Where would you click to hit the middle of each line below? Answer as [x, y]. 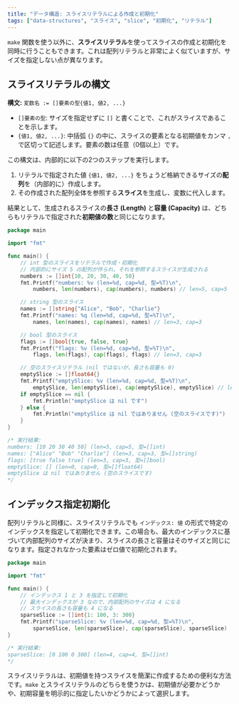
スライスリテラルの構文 [59, 84]
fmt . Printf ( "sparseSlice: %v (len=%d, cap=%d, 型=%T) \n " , [107, 622]
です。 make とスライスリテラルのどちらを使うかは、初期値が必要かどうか [114, 685]
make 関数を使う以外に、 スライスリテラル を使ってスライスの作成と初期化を [117, 42]
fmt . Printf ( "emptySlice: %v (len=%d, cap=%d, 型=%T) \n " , [106, 381]
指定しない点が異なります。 [66, 60]
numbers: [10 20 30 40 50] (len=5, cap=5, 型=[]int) [86, 447]
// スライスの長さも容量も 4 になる [67, 608]
